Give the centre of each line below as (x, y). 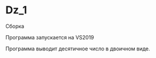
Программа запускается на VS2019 (50, 37)
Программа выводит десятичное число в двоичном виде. (78, 48)
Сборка (15, 26)
